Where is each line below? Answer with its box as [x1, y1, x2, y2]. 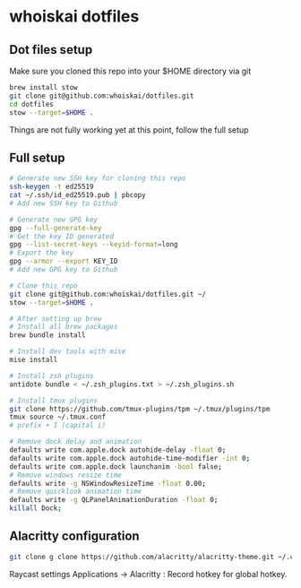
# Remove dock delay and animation [9, 437, 142, 446]
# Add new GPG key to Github [9, 265, 118, 274]
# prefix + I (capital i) [9, 421, 106, 430]
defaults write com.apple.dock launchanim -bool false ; [9, 462, 222, 471]
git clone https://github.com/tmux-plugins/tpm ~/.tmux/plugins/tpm [9, 404, 271, 413]
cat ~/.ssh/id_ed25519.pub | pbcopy [9, 191, 146, 200]
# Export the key [9, 248, 74, 257]
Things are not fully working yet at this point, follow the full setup [9, 124, 249, 135]
